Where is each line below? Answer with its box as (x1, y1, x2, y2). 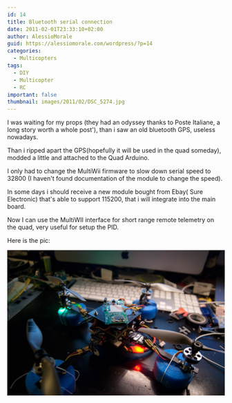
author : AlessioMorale (7, 33, 72, 40)
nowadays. (7, 133, 39, 141)
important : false (7, 91, 57, 98)
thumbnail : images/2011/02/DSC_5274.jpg (7, 99, 126, 106)
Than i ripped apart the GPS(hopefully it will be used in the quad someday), (7, 146, 222, 155)
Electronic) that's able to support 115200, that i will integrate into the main (7, 195, 216, 204)
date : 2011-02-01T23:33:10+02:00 (7, 26, 104, 32)
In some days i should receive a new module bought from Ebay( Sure (7, 188, 204, 196)
